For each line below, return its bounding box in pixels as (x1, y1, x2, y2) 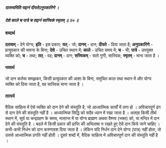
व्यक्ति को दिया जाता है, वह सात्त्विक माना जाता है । (5, 81, 84, 87)
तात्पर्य (5, 93, 15, 99)
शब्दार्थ (5, 30, 15, 36)
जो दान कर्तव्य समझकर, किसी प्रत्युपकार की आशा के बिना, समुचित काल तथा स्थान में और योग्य (5, 75, 152, 82)
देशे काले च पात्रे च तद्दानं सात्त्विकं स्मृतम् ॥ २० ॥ (5, 17, 79, 23)
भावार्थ (5, 64, 15, 70)
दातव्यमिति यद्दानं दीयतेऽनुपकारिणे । (5, 4, 59, 10)
